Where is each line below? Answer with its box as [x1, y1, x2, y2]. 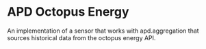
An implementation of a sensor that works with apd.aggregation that [7, 27, 200, 35]
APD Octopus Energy [7, 4, 129, 20]
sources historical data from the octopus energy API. [7, 33, 156, 42]
